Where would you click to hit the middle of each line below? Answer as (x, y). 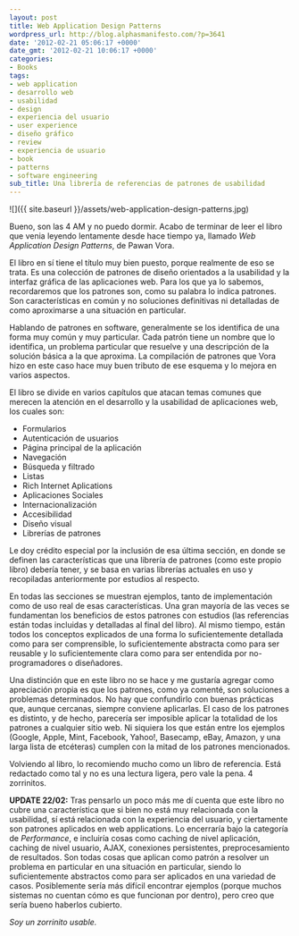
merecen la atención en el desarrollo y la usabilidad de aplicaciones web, (144, 402)
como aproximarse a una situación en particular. (98, 310)
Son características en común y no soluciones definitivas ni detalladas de (144, 301)
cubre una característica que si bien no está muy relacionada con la (134, 810)
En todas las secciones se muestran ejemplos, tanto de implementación (141, 596)
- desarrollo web (42, 92)
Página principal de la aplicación (82, 448)
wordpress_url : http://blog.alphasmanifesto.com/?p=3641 (117, 34)
